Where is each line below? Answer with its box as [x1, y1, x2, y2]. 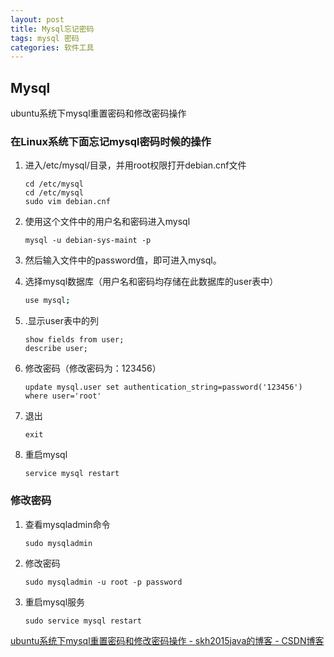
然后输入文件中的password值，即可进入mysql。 [24, 254, 222, 266]
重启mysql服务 [24, 596, 86, 608]
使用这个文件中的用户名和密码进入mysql [24, 216, 191, 228]
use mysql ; [24, 296, 71, 306]
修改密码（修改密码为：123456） [24, 362, 162, 375]
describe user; [24, 344, 89, 354]
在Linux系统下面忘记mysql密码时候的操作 [10, 134, 212, 148]
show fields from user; [24, 335, 125, 345]
